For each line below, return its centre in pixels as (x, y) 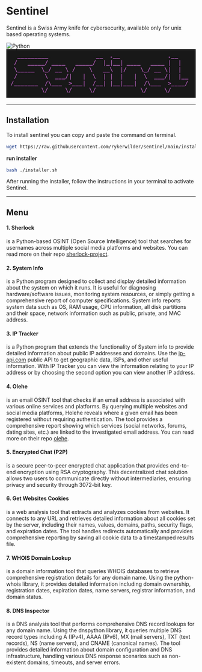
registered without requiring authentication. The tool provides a (84, 419)
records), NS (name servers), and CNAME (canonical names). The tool (93, 643)
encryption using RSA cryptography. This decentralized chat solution (103, 472)
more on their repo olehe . (38, 438)
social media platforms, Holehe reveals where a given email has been (92, 413)
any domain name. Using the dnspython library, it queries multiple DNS (94, 630)
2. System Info (25, 268)
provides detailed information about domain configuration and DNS (89, 650)
